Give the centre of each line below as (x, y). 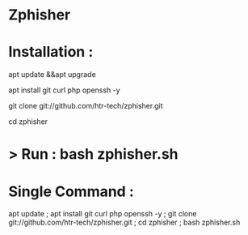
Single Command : (71, 191)
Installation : (51, 52)
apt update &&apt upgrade (53, 75)
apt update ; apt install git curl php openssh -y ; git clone (103, 214)
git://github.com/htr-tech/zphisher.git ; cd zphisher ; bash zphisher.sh (124, 222)
